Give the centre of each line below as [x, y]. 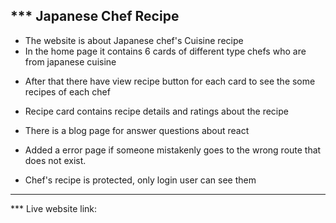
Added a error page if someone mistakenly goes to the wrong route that [173, 150]
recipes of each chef [67, 91]
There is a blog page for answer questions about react [137, 130]
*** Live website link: [54, 208]
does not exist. [55, 160]
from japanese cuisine [70, 61]
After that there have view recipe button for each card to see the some [170, 81]
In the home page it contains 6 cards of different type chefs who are [165, 51]
